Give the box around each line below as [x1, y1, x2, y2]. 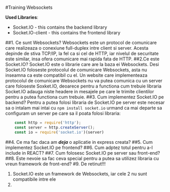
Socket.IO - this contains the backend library [12, 24, 108, 30]
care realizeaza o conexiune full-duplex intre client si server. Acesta [5, 45, 148, 51]
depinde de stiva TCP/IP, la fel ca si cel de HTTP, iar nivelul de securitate [5, 51, 159, 56]
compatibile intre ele [12, 176, 56, 182]
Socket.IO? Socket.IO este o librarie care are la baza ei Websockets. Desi [5, 61, 159, 67]
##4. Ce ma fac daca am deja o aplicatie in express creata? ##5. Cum [5, 139, 153, 145]
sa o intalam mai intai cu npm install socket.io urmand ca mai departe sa [5, 105, 162, 111]
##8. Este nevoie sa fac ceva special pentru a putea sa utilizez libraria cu [5, 155, 159, 161]
